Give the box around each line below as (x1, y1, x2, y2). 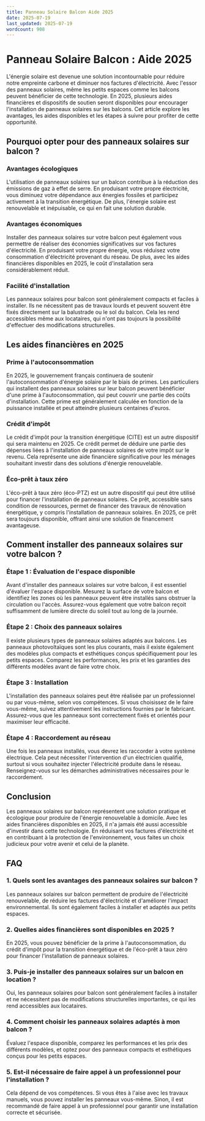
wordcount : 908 (6, 26, 45, 33)
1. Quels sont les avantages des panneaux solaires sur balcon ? (6, 876, 198, 885)
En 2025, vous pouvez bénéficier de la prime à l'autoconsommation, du (6, 939, 187, 947)
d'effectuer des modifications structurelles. (6, 322, 115, 329)
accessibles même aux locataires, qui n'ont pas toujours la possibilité (6, 315, 181, 322)
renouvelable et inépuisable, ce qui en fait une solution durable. (6, 204, 166, 212)
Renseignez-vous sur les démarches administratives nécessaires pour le (6, 767, 190, 774)
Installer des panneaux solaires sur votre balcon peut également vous (6, 234, 182, 241)
